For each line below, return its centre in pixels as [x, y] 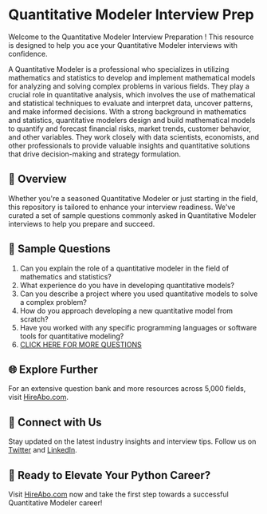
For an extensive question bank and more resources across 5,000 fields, [127, 389]
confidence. [28, 53]
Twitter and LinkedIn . [43, 450]
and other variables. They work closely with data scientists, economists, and [134, 136]
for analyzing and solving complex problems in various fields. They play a [129, 86]
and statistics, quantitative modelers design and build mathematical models [132, 120]
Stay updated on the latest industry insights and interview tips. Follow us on [132, 441]
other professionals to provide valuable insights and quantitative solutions [129, 145]
